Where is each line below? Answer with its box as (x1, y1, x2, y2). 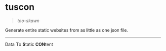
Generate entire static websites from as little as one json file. (5, 27, 128, 33)
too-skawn (17, 18, 40, 24)
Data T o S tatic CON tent (5, 41, 53, 47)
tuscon (5, 1, 35, 13)
